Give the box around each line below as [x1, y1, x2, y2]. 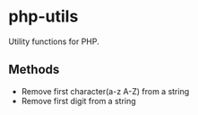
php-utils [8, 6, 79, 27]
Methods [8, 62, 60, 77]
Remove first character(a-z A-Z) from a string [21, 85, 190, 96]
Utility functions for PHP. [8, 36, 99, 47]
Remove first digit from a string [21, 95, 136, 106]
